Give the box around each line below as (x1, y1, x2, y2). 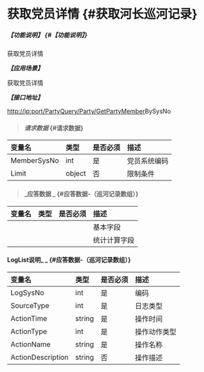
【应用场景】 (7, 64, 43, 72)
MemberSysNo (10, 156, 60, 165)
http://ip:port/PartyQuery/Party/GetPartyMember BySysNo (7, 107, 172, 116)
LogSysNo (10, 287, 45, 297)
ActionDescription (10, 352, 69, 362)
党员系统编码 (126, 156, 169, 166)
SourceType (10, 300, 49, 310)
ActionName (10, 339, 51, 349)
